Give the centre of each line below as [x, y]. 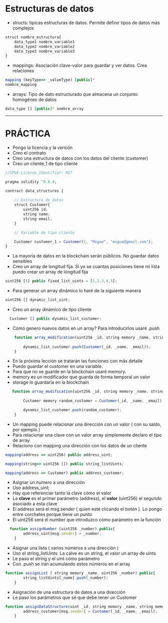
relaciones [23, 71]
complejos [23, 28]
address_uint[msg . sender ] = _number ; [62, 534]
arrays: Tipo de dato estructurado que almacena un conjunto [75, 94]
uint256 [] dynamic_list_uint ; [38, 300]
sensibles [22, 261]
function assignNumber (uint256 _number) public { [62, 529]
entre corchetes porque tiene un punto [52, 515]
